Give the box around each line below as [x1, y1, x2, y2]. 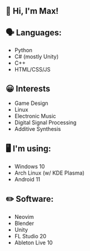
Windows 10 [14, 162, 45, 170]
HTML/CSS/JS [14, 66, 51, 73]
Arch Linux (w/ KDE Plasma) [14, 169, 85, 176]
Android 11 [14, 175, 40, 182]
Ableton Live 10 [14, 239, 53, 246]
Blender [14, 219, 34, 227]
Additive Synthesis [14, 125, 61, 133]
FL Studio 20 [14, 232, 47, 239]
